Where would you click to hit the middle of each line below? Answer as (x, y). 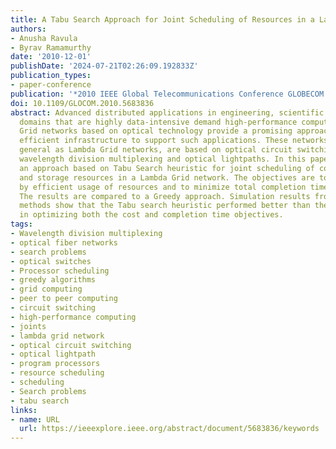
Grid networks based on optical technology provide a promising (156, 131)
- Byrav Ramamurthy (51, 47)
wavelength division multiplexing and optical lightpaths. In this (163, 159)
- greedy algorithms (53, 280)
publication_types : (51, 76)
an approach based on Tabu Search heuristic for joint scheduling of (167, 168)
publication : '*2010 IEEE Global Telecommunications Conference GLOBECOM (167, 94)
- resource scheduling (57, 373)
